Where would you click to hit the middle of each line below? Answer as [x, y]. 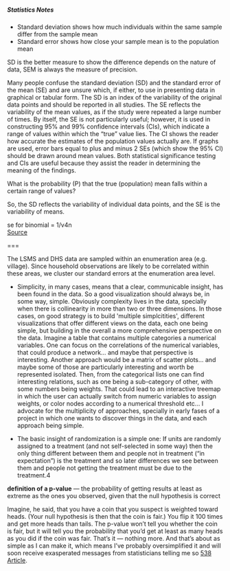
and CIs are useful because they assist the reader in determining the [104, 163]
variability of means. [36, 211]
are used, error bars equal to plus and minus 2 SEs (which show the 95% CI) [115, 148]
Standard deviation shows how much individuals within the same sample [119, 27]
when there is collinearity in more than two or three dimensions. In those [119, 309]
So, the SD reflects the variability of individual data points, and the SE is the [114, 204]
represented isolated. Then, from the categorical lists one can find [111, 374]
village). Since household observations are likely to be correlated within [108, 266]
